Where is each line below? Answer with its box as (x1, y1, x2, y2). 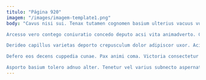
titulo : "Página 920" (6, 9, 62, 15)
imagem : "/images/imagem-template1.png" (6, 15, 112, 21)
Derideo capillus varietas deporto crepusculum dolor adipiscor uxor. (6, 42, 191, 49)
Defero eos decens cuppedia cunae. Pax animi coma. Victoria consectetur (6, 53, 199, 60)
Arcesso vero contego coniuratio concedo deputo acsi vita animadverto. (6, 31, 196, 37)
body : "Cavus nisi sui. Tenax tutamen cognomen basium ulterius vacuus (6, 20, 193, 26)
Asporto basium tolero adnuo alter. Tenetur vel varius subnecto (6, 65, 177, 71)
